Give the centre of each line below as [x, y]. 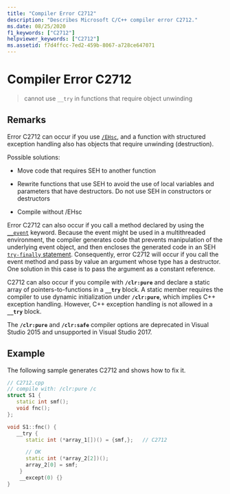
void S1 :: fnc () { [32, 427]
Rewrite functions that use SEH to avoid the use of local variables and [115, 183]
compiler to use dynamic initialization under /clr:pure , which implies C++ [112, 297]
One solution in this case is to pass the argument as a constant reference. [111, 269]
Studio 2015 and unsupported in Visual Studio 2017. [80, 332]
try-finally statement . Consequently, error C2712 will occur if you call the [113, 254]
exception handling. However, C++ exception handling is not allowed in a [110, 304]
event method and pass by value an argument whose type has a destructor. [114, 261]
